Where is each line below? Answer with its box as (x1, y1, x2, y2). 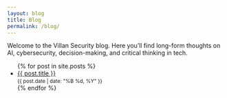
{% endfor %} (17, 84, 57, 93)
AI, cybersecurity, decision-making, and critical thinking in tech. (7, 49, 188, 57)
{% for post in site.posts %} (17, 62, 96, 71)
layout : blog (7, 10, 45, 17)
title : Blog (7, 16, 41, 23)
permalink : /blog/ (7, 23, 60, 29)
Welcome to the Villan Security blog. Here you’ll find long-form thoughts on (7, 42, 221, 50)
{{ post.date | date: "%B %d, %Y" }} (17, 78, 102, 85)
